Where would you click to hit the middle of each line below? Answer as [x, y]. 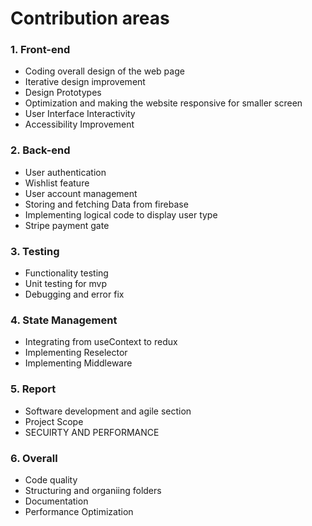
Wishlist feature [57, 183]
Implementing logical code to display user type [121, 214]
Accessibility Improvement [79, 124]
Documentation [56, 501]
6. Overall [34, 458]
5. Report [33, 389]
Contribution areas [90, 18]
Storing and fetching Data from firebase [106, 204]
